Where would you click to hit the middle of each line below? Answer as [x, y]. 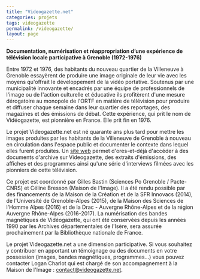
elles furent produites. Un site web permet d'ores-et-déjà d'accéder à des [97, 151]
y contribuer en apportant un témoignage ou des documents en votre [92, 251]
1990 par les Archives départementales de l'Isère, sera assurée [84, 226]
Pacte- [179, 182]
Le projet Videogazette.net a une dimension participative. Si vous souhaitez [99, 244]
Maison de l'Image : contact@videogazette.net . [64, 270]
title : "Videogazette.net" [40, 12]
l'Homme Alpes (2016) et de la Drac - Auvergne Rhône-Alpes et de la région [100, 207]
